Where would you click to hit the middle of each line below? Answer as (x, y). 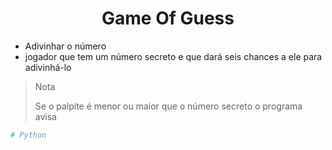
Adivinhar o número (65, 46)
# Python (28, 135)
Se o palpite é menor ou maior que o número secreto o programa (168, 106)
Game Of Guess (168, 18)
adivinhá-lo (48, 67)
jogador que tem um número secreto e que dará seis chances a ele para (173, 56)
